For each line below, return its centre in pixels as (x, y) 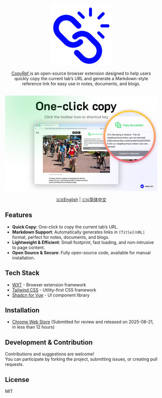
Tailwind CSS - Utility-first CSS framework (54, 290)
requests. (15, 365)
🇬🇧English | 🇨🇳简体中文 (81, 199)
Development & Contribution (49, 342)
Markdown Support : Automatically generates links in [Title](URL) (78, 232)
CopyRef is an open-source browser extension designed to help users (81, 73)
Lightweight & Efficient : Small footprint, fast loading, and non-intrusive (83, 242)
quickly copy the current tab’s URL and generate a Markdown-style (81, 78)
